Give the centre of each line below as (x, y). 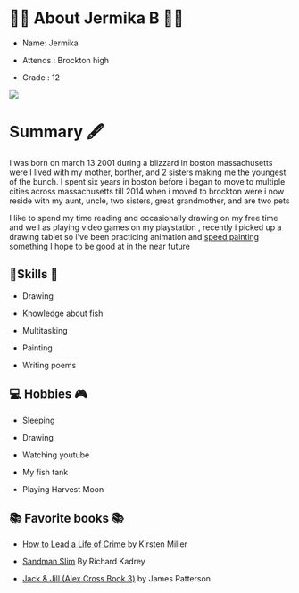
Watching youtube (56, 455)
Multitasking (45, 330)
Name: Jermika (50, 43)
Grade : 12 (41, 77)
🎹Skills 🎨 (34, 274)
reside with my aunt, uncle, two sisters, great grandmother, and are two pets (149, 201)
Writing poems (49, 365)
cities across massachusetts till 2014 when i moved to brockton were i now (147, 191)
